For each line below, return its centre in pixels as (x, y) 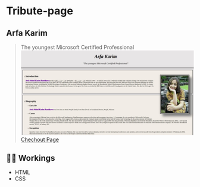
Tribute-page (40, 11)
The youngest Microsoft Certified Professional (77, 47)
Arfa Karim (27, 33)
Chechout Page (40, 139)
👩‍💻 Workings (31, 158)
